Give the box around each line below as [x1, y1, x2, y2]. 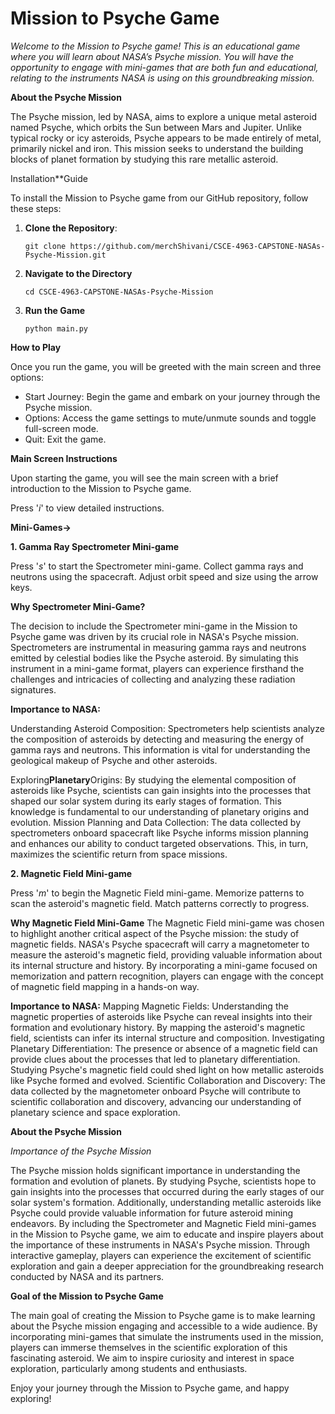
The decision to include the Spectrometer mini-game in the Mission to [10, 620, 298, 632]
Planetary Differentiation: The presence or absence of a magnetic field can [10, 1042, 318, 1054]
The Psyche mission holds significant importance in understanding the [10, 1164, 301, 1176]
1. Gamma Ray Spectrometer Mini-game [10, 540, 180, 552]
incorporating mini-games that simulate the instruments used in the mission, [10, 1330, 324, 1342]
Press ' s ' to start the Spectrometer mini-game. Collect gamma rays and [10, 560, 304, 572]
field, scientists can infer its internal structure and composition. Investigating [10, 1032, 325, 1044]
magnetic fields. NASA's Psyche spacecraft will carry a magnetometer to [10, 938, 310, 950]
